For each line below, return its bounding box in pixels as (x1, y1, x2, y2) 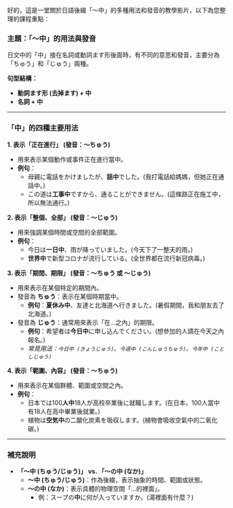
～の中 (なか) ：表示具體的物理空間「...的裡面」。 (27, 484, 164, 493)
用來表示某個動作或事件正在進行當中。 (17, 155, 127, 163)
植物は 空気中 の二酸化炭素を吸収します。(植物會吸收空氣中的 (27, 416, 200, 424)
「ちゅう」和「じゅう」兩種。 (7, 60, 92, 68)
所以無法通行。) (27, 198, 70, 207)
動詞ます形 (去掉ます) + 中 (17, 89, 92, 97)
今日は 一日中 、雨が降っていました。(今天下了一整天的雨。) (27, 245, 193, 253)
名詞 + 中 (17, 98, 43, 106)
